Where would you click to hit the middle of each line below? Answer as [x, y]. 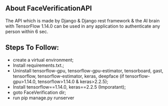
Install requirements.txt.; [38, 65]
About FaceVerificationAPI [49, 8]
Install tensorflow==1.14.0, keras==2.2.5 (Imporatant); [69, 87]
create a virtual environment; [43, 60]
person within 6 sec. [27, 31]
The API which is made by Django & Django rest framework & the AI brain [82, 20]
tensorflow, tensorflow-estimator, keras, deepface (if [68, 76]
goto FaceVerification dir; [39, 92]
